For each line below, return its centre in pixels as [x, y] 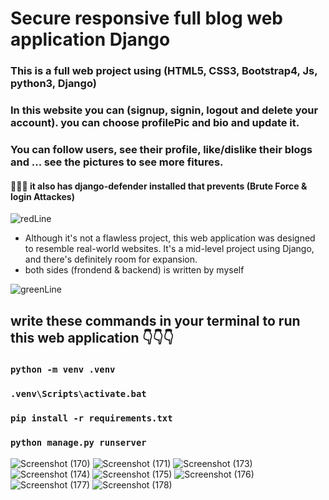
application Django [90, 39]
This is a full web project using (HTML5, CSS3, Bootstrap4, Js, [164, 71]
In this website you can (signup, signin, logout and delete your [164, 110]
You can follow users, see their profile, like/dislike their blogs [161, 149]
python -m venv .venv [63, 370]
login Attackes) [42, 196]
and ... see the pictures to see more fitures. [117, 162]
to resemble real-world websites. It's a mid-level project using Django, [169, 249]
